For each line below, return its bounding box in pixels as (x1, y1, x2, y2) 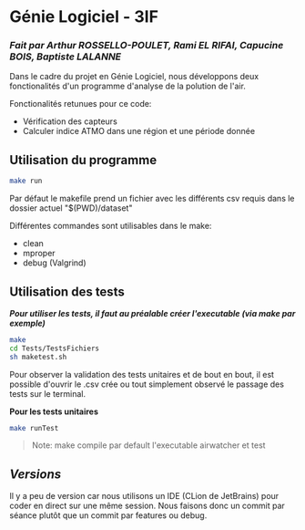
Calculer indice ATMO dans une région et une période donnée (22, 126, 256, 137)
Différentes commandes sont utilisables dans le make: (9, 221, 212, 232)
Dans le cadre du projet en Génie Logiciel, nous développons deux (9, 71, 259, 82)
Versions (9, 466, 62, 482)
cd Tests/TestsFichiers (9, 344, 100, 353)
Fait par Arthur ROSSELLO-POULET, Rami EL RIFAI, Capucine (9, 39, 284, 52)
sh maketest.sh (9, 352, 67, 361)
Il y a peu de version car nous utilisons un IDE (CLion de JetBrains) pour (9, 491, 280, 502)
